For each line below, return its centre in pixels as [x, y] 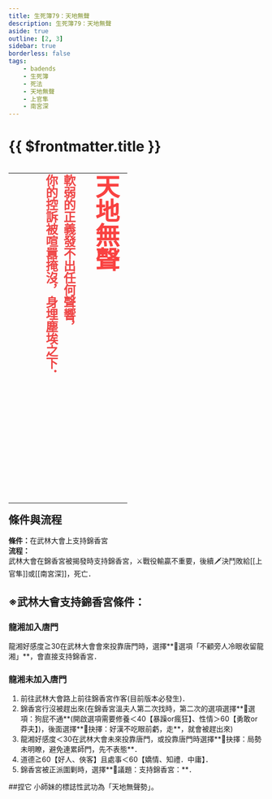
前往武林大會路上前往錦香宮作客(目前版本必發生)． [105, 698]
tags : [17, 62]
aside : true [28, 31]
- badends [40, 69]
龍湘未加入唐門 [38, 680]
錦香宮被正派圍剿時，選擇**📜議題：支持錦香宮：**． [108, 770]
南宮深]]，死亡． [68, 574]
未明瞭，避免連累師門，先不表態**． [81, 749]
